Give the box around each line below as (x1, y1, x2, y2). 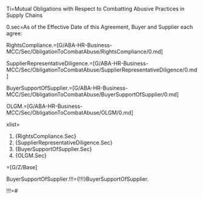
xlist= (6, 121, 20, 128)
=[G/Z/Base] (6, 164, 38, 170)
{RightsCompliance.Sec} (15, 133, 77, 140)
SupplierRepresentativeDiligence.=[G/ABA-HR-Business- (6, 60, 148, 67)
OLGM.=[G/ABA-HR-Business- (6, 103, 83, 110)
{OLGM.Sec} (15, 152, 47, 159)
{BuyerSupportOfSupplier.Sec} (15, 146, 92, 152)
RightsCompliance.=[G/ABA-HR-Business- (6, 42, 113, 49)
